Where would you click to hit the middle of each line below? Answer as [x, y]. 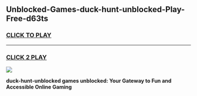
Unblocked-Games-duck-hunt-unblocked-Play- [96, 10]
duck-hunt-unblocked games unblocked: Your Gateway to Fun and [89, 80]
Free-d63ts [27, 19]
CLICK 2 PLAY [26, 57]
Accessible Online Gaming [39, 87]
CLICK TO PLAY [29, 35]
